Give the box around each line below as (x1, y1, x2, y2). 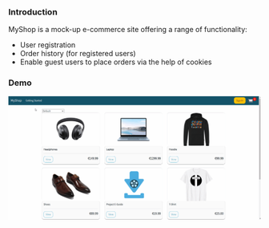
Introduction (8, 6, 58, 18)
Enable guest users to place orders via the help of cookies (19, 57, 212, 67)
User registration (19, 40, 76, 50)
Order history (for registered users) (19, 49, 136, 59)
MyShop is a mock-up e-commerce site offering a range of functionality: (8, 25, 248, 35)
